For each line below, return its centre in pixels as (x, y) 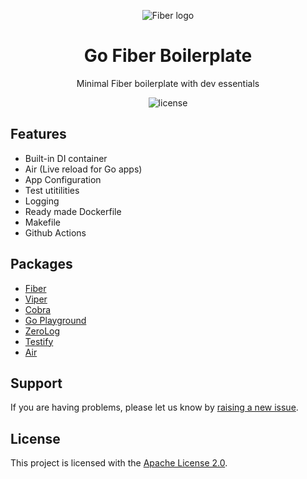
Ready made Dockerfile (73, 211)
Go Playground (55, 320)
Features (38, 134)
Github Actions (55, 232)
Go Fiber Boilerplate (168, 56)
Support (36, 383)
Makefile (42, 222)
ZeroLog (42, 331)
